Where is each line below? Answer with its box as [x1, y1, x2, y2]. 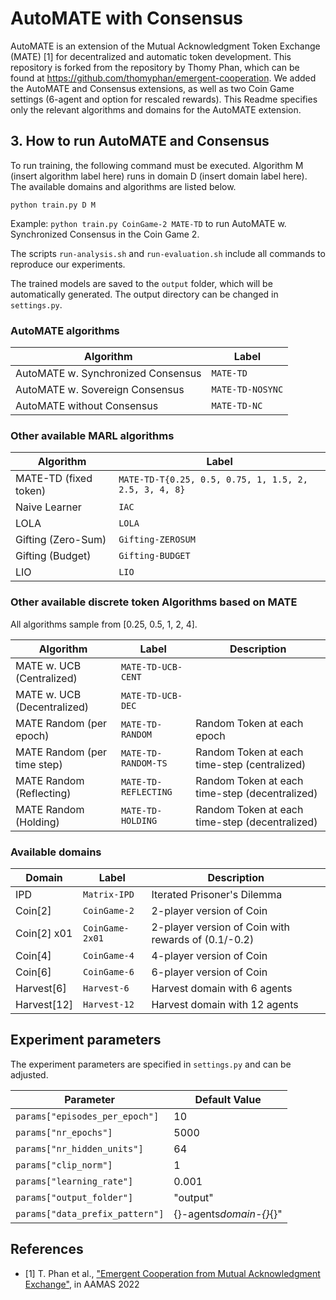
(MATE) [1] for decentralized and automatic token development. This [10, 50, 292, 62]
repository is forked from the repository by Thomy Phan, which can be [10, 61, 300, 73]
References [10, 1241, 84, 1258]
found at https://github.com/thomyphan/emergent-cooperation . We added [10, 72, 317, 84]
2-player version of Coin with [151, 920, 291, 934]
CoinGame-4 [83, 950, 135, 961]
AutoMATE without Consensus [15, 399, 159, 413]
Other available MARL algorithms [10, 428, 175, 442]
